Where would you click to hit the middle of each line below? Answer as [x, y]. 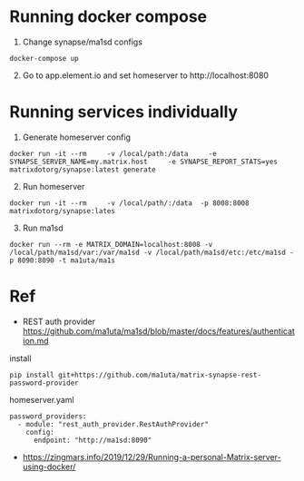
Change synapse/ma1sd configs [83, 42]
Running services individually [124, 112]
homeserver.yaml [42, 399]
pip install [32, 375]
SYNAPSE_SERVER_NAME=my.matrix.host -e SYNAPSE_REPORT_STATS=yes [144, 162]
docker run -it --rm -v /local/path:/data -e [113, 153]
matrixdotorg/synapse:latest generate [83, 170]
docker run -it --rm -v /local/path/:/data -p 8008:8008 [129, 203]
